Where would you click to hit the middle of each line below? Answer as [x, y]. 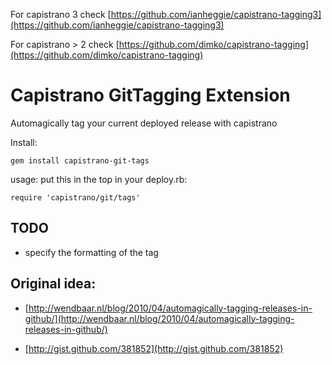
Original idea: [53, 284]
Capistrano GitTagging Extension [150, 95]
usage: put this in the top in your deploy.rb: [99, 179]
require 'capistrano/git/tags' [75, 197]
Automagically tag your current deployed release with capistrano [144, 123]
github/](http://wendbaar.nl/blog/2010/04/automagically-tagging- [159, 318]
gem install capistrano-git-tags [80, 160]
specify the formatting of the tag [91, 252]
